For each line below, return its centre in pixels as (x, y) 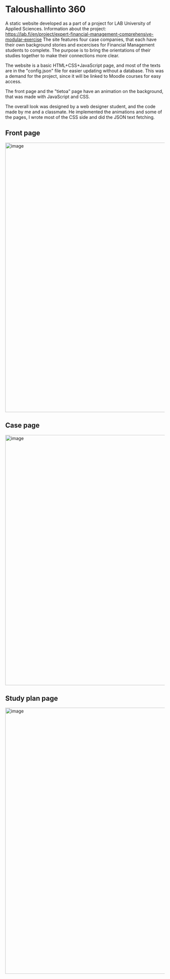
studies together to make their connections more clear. (62, 55)
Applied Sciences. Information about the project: (56, 28)
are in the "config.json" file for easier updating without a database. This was (84, 71)
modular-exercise (24, 39)
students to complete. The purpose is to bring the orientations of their (78, 50)
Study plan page (32, 698)
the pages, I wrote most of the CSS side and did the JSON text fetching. (80, 117)
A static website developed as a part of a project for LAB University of (78, 23)
